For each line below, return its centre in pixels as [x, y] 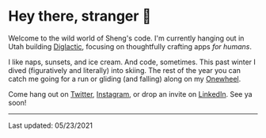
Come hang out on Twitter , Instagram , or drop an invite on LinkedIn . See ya [130, 94]
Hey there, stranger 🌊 [80, 16]
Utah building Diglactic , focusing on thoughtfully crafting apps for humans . [130, 46]
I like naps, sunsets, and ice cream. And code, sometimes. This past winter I [132, 62]
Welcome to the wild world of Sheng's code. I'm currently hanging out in [126, 38]
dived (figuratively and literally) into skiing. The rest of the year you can [125, 70]
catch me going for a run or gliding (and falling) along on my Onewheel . [125, 79]
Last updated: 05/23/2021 [51, 125]
